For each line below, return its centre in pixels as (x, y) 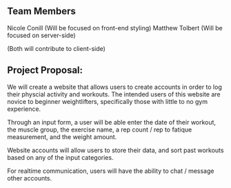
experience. (24, 109)
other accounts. (30, 178)
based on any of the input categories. (60, 157)
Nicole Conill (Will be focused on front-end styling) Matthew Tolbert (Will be (115, 28)
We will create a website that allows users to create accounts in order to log (114, 87)
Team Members (41, 11)
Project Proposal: (45, 71)
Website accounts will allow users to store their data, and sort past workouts (115, 150)
